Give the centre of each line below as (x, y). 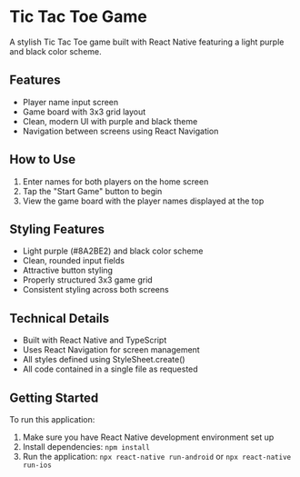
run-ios (37, 465)
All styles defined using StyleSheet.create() (104, 360)
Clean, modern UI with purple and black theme (110, 121)
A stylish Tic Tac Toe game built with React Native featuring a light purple (147, 42)
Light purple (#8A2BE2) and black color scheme (113, 251)
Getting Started (54, 397)
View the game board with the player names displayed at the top (143, 201)
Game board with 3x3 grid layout (84, 112)
